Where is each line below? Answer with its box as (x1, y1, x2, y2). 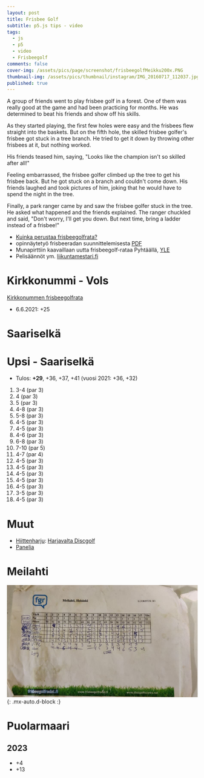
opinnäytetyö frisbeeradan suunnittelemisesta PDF (15, 240, 142, 247)
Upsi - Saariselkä (7, 354, 94, 368)
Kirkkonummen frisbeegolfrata (7, 294, 84, 301)
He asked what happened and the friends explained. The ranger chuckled (7, 209, 191, 216)
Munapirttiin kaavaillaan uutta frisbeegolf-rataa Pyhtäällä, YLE (15, 246, 170, 254)
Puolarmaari (7, 719, 70, 733)
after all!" (7, 159, 30, 167)
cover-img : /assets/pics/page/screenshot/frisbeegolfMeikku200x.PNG (7, 67, 183, 73)
